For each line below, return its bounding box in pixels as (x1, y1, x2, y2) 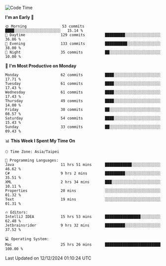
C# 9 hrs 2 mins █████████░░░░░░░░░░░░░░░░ (5, 171, 161, 176)
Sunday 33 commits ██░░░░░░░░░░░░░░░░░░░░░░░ (5, 124, 161, 129)
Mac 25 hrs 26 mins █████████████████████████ (5, 242, 161, 247)
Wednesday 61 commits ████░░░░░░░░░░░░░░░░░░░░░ (5, 90, 161, 95)
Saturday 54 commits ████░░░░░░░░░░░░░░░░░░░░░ (5, 116, 161, 121)
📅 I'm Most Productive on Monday (5, 63, 77, 69)
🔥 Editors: (5, 210, 28, 215)
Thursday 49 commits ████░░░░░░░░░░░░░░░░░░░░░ (5, 99, 161, 104)
